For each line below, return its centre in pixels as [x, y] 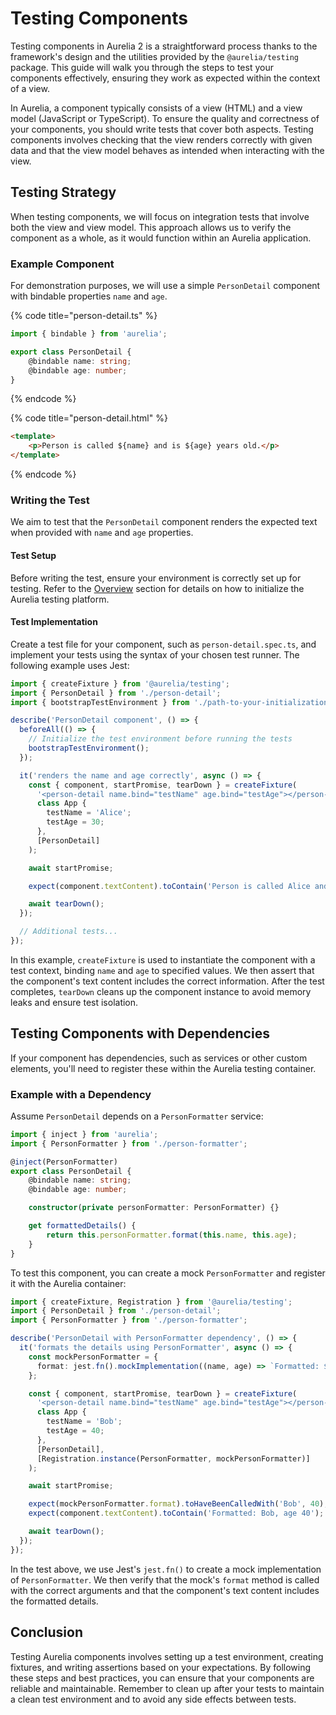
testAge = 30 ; [75, 822]
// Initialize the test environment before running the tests [160, 739]
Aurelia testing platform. [60, 599]
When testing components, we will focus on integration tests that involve [160, 216]
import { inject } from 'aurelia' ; [84, 1134]
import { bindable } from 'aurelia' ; [89, 334]
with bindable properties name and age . [89, 296]
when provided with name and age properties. [102, 533]
